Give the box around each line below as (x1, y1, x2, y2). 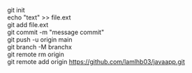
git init (7, 6, 26, 14)
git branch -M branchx (7, 43, 72, 51)
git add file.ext (7, 21, 49, 29)
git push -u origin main (7, 35, 73, 44)
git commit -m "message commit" (7, 28, 105, 36)
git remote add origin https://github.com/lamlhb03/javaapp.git (7, 58, 185, 65)
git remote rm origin (7, 50, 65, 58)
